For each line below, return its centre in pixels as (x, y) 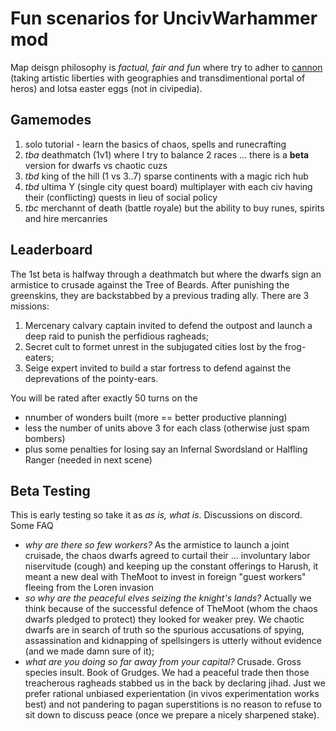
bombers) (45, 438)
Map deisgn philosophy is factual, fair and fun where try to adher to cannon (166, 67)
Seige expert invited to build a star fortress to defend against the (158, 368)
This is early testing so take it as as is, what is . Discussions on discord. (156, 515)
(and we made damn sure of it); (89, 651)
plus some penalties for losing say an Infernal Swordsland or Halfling (166, 449)
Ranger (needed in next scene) (88, 459)
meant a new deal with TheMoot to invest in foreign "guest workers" (165, 577)
